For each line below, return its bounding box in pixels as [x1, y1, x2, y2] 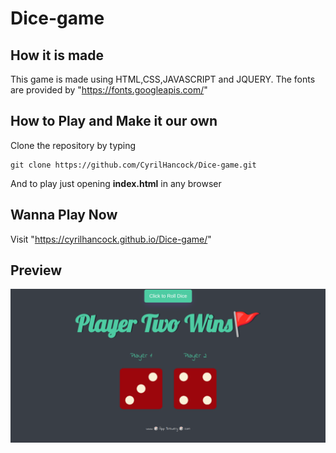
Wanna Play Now [10, 207, 118, 224]
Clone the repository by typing [10, 139, 137, 151]
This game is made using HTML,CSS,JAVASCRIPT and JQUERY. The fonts [10, 73, 316, 85]
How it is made [10, 47, 104, 64]
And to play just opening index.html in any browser [10, 177, 222, 189]
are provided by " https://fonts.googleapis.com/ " [10, 84, 208, 96]
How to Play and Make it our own [10, 113, 218, 130]
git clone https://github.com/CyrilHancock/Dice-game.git [10, 160, 257, 170]
